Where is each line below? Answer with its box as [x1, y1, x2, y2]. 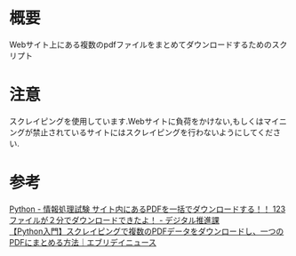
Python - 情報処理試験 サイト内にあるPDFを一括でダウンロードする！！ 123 [9, 204, 286, 214]
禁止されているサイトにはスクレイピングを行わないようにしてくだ [32, 126, 274, 138]
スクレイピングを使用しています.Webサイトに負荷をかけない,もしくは [9, 116, 264, 126]
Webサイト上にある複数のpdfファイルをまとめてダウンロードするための [9, 39, 273, 50]
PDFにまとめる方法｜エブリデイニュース [9, 236, 157, 247]
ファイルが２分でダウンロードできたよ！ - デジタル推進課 [9, 214, 220, 225]
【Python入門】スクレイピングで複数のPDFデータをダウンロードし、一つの [9, 226, 284, 236]
